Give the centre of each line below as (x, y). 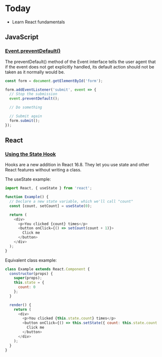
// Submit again (26, 116)
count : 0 (27, 287)
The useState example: (28, 179)
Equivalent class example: (31, 260)
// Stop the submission (33, 94)
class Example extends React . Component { (48, 269)
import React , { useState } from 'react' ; (49, 188)
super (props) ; (28, 278)
